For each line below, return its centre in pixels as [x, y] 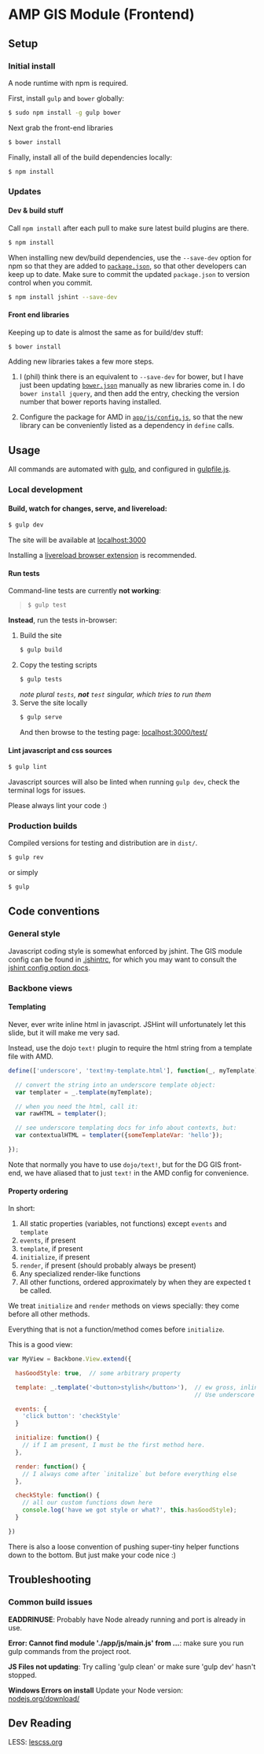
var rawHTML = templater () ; [61, 1114]
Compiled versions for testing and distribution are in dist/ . [103, 843]
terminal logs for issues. [47, 790]
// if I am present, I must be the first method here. [114, 1446]
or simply [23, 873]
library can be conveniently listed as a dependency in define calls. [126, 426]
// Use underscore [225, 1394]
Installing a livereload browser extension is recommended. [103, 556]
